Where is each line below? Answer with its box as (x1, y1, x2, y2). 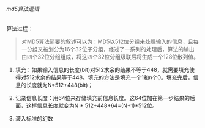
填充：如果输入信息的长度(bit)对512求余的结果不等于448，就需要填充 (15, 66, 190, 74)
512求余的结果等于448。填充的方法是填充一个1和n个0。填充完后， (26, 74, 193, 81)
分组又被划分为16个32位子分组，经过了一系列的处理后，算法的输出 (26, 46, 195, 53)
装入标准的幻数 (15, 115, 53, 123)
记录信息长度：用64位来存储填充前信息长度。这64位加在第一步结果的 (15, 94, 190, 102)
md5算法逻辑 (6, 5, 40, 12)
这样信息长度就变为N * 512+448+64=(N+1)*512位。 (26, 102, 158, 109)
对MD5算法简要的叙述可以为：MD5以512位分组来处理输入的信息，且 (21, 38, 194, 45)
